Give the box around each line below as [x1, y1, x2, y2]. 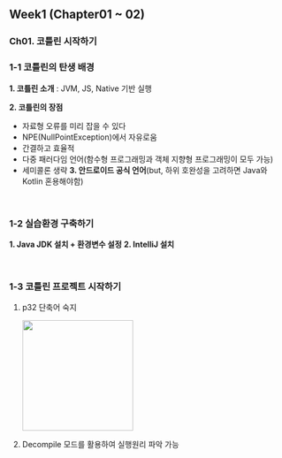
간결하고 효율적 [21, 142, 75, 153]
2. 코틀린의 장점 [9, 102, 64, 112]
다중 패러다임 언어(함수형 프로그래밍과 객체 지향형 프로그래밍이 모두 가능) [21, 154, 274, 164]
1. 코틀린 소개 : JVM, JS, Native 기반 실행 [9, 83, 152, 94]
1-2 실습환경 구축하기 [9, 217, 95, 229]
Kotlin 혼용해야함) [21, 176, 84, 187]
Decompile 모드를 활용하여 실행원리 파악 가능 [21, 439, 179, 450]
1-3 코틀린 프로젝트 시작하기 [9, 280, 122, 293]
